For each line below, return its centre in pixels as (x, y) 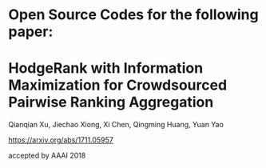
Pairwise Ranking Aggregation (111, 102)
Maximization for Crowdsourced (118, 85)
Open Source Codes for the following (133, 15)
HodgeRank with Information (106, 68)
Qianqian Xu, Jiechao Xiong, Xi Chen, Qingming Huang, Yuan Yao (116, 125)
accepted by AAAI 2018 (47, 156)
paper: (31, 32)
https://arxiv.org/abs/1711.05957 (61, 140)
